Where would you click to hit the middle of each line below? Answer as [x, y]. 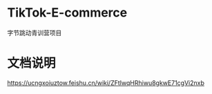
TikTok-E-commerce [67, 13]
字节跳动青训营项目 [35, 32]
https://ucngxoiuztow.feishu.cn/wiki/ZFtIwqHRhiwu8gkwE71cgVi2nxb [106, 83]
